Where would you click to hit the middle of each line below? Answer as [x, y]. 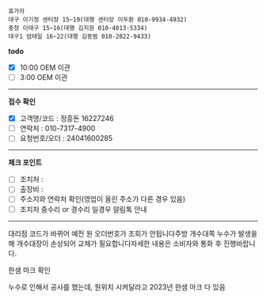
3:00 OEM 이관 [44, 78]
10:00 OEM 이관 [45, 67]
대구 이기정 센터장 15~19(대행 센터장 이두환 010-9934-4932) [98, 20]
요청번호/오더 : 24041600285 [66, 138]
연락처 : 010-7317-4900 [57, 128]
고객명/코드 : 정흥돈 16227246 [67, 119]
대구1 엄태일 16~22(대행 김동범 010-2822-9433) [80, 36]
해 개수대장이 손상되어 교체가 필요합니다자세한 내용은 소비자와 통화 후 [115, 243]
